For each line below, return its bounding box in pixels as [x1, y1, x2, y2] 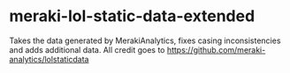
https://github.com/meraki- [166, 44, 266, 55]
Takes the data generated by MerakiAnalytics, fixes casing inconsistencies [9, 35, 281, 46]
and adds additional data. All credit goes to [9, 44, 165, 55]
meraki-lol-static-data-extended [9, 6, 256, 26]
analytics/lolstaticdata [9, 54, 89, 64]
